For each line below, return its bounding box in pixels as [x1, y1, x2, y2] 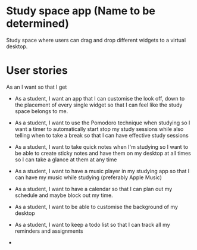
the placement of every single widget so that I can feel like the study [14, 101, 183, 108]
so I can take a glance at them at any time [14, 156, 117, 163]
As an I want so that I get [6, 83, 67, 90]
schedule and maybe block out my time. [14, 192, 113, 199]
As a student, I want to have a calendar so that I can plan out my [14, 185, 173, 192]
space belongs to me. [14, 107, 68, 114]
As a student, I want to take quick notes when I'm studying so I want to [14, 143, 189, 150]
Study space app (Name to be [6, 4, 156, 18]
